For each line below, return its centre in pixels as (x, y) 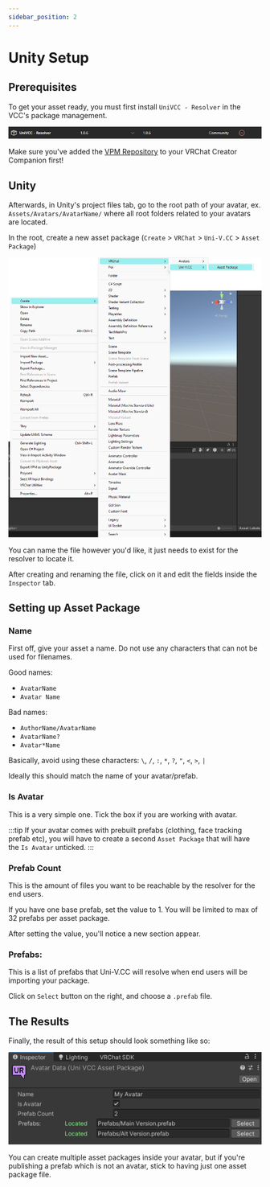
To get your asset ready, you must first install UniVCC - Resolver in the (125, 107)
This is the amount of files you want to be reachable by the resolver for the (132, 885)
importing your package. (49, 980)
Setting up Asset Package (74, 608)
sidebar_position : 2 (43, 17)
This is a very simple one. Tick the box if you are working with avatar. (123, 814)
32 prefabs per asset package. (59, 918)
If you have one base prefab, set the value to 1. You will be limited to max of (133, 910)
